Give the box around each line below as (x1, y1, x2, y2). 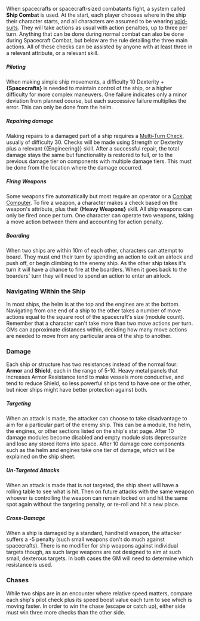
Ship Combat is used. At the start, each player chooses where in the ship (6, 11, 186, 19)
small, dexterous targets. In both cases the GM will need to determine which (6, 555, 193, 562)
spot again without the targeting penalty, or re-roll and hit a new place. (6, 501, 180, 508)
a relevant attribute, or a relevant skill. (6, 50, 99, 56)
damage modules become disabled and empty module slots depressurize (6, 434, 187, 441)
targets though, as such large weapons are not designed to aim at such (6, 549, 181, 556)
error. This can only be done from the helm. (6, 103, 113, 110)
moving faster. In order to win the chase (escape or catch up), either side (6, 602, 186, 610)
